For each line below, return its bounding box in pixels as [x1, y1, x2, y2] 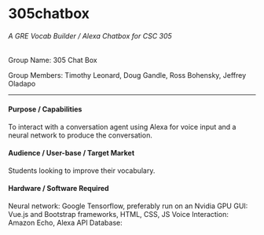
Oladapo [8, 79, 36, 89]
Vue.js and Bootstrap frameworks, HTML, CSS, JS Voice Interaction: [8, 210, 229, 218]
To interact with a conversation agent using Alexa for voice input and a [8, 122, 236, 131]
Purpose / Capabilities [8, 104, 82, 114]
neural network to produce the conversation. [8, 130, 153, 140]
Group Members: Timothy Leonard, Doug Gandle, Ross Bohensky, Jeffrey [8, 71, 247, 80]
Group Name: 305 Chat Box [8, 56, 97, 65]
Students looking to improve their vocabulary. [8, 166, 156, 175]
